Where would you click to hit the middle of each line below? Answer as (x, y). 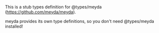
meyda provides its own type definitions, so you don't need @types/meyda (80, 21)
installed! (14, 26)
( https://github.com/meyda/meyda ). (41, 12)
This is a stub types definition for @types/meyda (53, 7)
